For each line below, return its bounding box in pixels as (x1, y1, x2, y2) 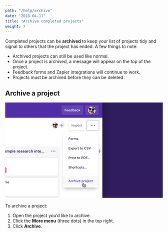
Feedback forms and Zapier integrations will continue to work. (12, 69, 140, 75)
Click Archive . (12, 223, 42, 229)
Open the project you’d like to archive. (12, 212, 91, 218)
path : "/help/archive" (5, 8, 52, 13)
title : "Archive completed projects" (5, 18, 84, 23)
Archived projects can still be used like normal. (12, 53, 109, 59)
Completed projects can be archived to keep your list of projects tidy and (5, 38, 156, 44)
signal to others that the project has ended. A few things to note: (5, 43, 138, 49)
